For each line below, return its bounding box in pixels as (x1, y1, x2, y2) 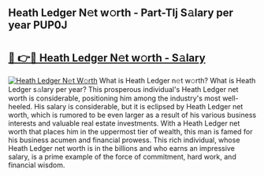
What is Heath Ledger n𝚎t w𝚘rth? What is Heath (99, 76, 256, 85)
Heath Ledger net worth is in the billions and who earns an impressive (8, 144, 235, 152)
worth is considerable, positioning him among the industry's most (8, 93, 221, 103)
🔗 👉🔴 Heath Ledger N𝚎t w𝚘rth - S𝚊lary (8, 51, 206, 64)
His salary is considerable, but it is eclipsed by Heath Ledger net (34, 102, 244, 111)
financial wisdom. (8, 160, 65, 170)
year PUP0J (8, 19, 68, 32)
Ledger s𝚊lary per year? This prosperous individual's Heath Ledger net (8, 85, 239, 93)
